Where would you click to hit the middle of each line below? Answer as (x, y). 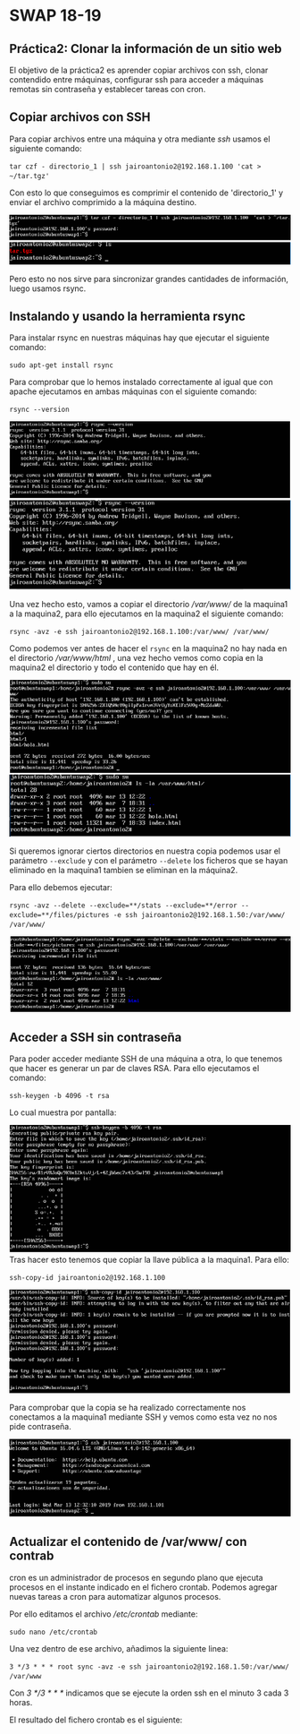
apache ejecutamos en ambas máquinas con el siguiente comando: (133, 391)
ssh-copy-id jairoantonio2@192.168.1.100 (87, 1277)
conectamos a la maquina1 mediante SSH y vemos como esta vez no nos (143, 1417)
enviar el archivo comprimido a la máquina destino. (103, 202)
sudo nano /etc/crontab (54, 1632)
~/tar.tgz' (29, 176)
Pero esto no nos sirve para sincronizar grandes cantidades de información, (149, 279)
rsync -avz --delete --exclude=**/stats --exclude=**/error (124, 906)
